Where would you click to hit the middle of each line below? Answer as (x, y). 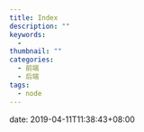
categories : (31, 60)
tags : (19, 85)
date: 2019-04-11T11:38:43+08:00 (72, 119)
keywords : (28, 34)
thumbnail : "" (36, 52)
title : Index (34, 18)
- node (30, 93)
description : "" (40, 26)
